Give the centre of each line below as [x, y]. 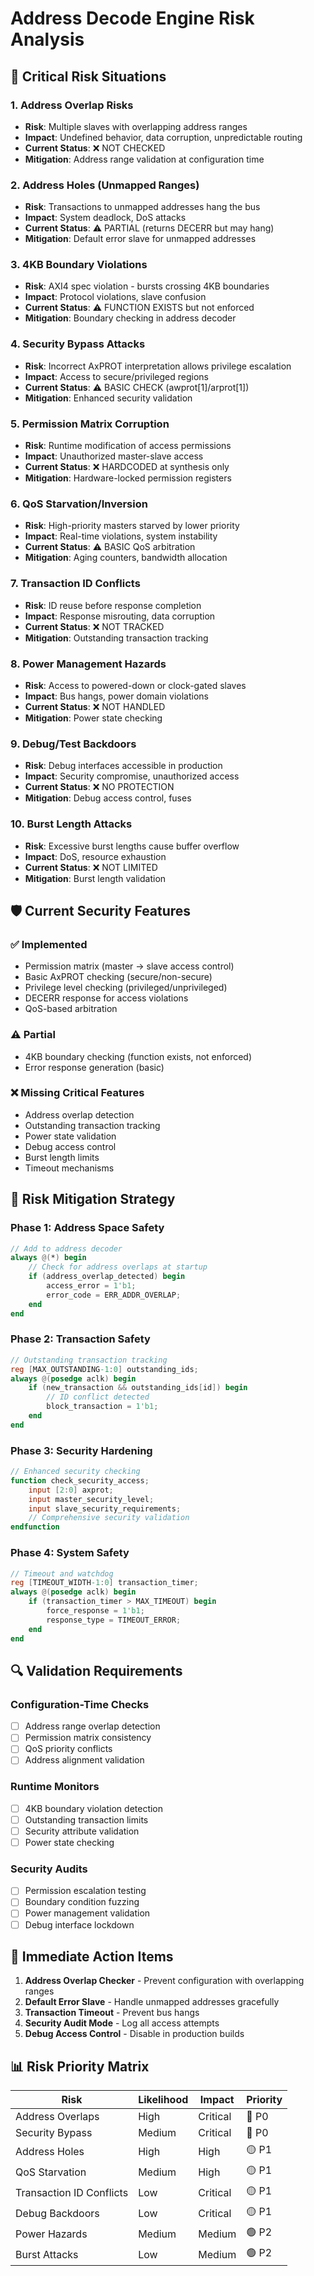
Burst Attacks [47, 2254]
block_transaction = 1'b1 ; [102, 1407]
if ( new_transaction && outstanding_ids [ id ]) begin [138, 1388]
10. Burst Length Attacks [71, 824]
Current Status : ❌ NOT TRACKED [94, 626]
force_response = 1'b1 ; [95, 1611]
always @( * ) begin [48, 1258]
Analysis [47, 39]
